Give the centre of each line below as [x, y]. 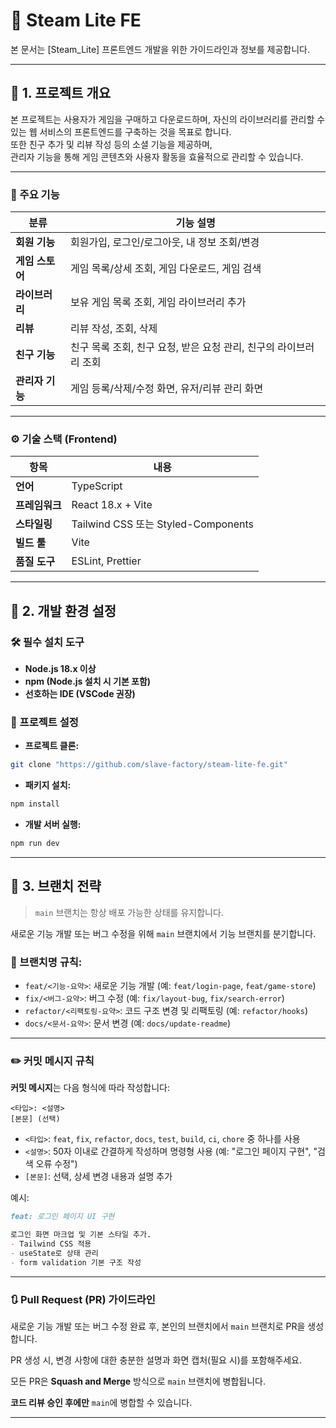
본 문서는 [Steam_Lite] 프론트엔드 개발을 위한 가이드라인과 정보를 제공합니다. [160, 49]
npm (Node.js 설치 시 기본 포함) [88, 681]
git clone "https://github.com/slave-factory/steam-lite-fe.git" [149, 765]
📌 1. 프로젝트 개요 [61, 93]
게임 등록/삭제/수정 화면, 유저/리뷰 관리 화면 [167, 389]
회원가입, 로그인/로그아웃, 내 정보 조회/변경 [165, 242]
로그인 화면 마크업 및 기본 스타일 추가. [81, 1235]
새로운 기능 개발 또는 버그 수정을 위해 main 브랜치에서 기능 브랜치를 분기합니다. [163, 933]
